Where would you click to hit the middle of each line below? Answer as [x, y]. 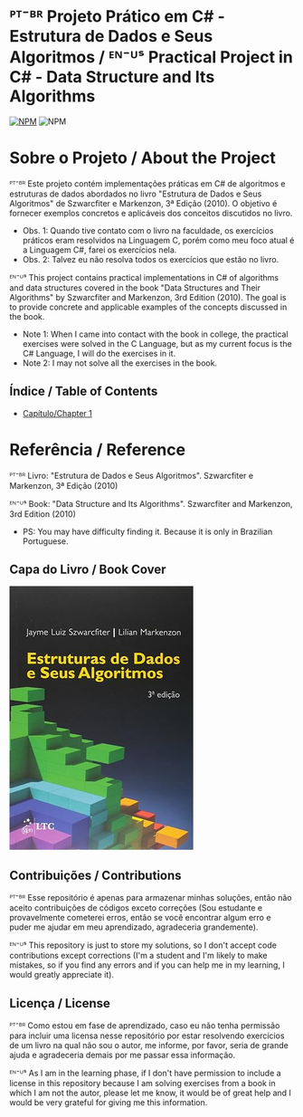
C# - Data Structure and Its [112, 77]
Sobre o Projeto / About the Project [142, 158]
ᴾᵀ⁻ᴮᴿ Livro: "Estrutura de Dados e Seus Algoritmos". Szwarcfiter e [132, 475]
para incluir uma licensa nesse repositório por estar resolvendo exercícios [147, 1036]
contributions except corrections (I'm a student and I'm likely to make [138, 956]
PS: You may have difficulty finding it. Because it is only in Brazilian [147, 531]
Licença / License [60, 1003]
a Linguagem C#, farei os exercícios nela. [99, 250]
